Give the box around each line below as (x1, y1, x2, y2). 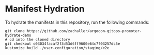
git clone (5, 28, 25, 33)
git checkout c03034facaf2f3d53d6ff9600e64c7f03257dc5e (5, 41, 120, 46)
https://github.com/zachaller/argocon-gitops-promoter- (26, 28, 142, 33)
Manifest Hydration (5, 3, 85, 14)
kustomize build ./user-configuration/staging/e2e (5, 45, 109, 50)
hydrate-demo (5, 33, 31, 38)
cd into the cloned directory (9, 37, 70, 42)
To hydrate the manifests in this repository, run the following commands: (5, 19, 150, 25)
